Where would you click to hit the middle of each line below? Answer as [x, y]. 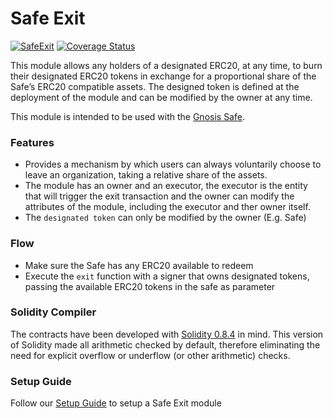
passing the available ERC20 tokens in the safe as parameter [150, 286]
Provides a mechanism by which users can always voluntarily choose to [173, 164]
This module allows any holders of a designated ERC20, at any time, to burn [166, 65]
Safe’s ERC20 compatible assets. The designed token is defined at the [155, 86]
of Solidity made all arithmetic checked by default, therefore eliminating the [165, 344]
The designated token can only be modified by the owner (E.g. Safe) [165, 218]
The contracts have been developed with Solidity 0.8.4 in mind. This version [167, 334]
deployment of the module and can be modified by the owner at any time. [161, 97]
